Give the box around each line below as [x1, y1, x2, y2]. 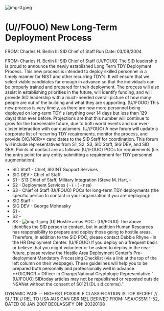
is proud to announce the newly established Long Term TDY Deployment [5, 63, 152, 69]
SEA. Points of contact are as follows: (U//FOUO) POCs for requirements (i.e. [5, 146, 160, 152]
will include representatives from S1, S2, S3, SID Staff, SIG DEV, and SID [5, 141, 149, 147]
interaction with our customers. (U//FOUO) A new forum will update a [19, 126, 158, 131]
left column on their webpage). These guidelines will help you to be [12, 260, 148, 266]
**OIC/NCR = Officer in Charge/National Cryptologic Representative [12, 270, 151, 277]
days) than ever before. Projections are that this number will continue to [5, 115, 150, 121]
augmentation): [5, 157, 36, 163]
